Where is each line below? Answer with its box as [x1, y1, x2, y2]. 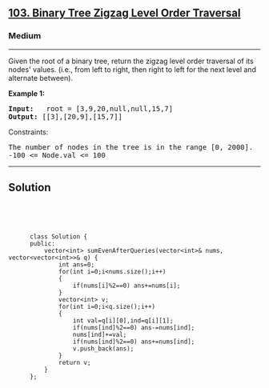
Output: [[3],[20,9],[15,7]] [8, 112, 122, 121]
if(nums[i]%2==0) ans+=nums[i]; [72, 282, 181, 290]
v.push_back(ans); [72, 344, 134, 353]
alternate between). [8, 73, 74, 82]
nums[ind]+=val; [72, 330, 127, 338]
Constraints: [8, 127, 49, 137]
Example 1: [8, 88, 46, 98]
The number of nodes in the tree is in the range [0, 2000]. [8, 142, 254, 151]
